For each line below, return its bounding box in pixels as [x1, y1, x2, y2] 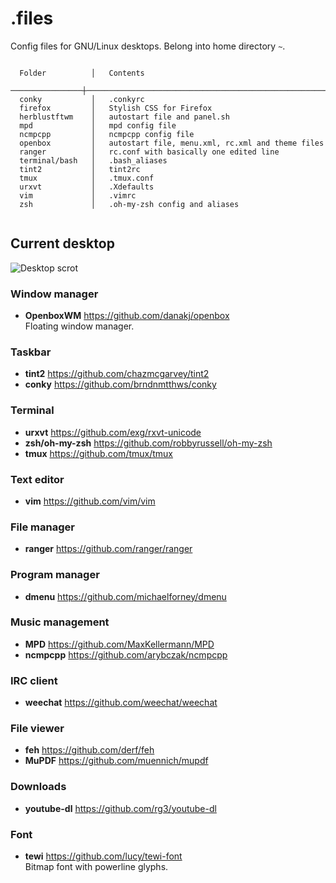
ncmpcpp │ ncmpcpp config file [19, 129, 195, 139]
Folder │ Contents [19, 68, 145, 78]
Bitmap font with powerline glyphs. [24, 861, 169, 873]
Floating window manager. [24, 320, 135, 332]
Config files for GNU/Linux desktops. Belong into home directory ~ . [10, 40, 286, 52]
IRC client [10, 673, 58, 687]
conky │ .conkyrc [19, 94, 145, 104]
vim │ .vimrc [19, 190, 137, 201]
